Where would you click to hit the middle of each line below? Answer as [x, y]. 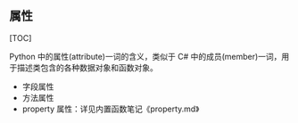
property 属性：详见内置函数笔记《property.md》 [111, 109]
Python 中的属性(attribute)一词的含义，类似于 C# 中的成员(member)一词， [145, 56]
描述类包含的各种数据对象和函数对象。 [87, 67]
